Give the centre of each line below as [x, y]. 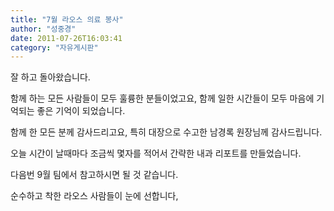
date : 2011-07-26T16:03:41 [66, 38]
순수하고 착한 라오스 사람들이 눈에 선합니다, [94, 196]
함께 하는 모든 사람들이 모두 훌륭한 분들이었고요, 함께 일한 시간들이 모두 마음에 [162, 98]
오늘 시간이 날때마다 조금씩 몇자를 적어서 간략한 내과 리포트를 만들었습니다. [156, 153]
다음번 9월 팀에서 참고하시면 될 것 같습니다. [94, 175]
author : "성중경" [43, 29]
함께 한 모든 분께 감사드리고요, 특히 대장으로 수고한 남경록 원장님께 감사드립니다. [166, 132]
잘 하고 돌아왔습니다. [50, 77]
